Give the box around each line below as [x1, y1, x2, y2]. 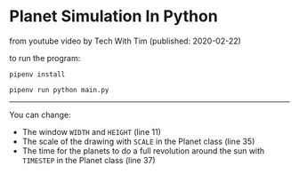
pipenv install [9, 69, 66, 79]
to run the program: [9, 52, 81, 63]
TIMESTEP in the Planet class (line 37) [21, 154, 156, 165]
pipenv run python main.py [9, 85, 109, 94]
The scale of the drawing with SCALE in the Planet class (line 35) [21, 136, 255, 146]
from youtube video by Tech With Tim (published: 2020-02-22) [9, 36, 242, 46]
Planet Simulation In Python [9, 6, 218, 27]
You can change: [9, 109, 71, 120]
